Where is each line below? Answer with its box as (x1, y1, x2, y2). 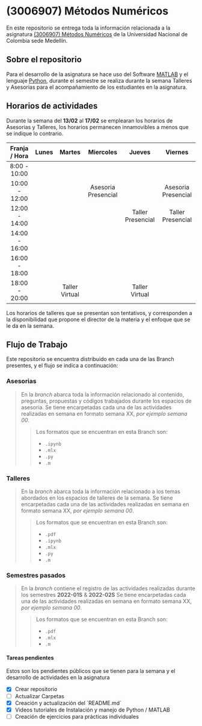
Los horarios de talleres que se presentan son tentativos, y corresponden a (6, 309, 192, 316)
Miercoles (88, 148, 117, 156)
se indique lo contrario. (6, 130, 64, 137)
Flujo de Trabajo (6, 339, 68, 349)
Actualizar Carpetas (14, 692, 64, 699)
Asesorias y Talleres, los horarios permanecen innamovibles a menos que (6, 123, 189, 130)
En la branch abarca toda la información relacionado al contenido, (20, 390, 185, 398)
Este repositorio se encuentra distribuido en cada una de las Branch (6, 355, 174, 363)
